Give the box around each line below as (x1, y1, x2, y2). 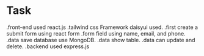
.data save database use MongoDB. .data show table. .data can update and (6, 36, 195, 43)
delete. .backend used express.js (6, 43, 90, 50)
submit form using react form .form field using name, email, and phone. (6, 30, 186, 37)
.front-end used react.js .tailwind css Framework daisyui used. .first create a (6, 23, 199, 31)
